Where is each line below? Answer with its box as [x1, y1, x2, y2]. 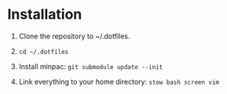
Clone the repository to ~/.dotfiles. [18, 31, 130, 41]
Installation [7, 5, 82, 23]
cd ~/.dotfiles [18, 48, 69, 56]
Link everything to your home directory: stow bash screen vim [18, 77, 220, 86]
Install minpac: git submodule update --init [18, 61, 163, 71]
